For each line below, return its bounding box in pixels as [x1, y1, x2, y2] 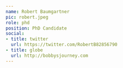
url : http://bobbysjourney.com [11, 53, 89, 59]
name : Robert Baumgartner [5, 8, 70, 15]
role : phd [5, 20, 30, 25]
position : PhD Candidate [5, 25, 67, 31]
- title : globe [5, 47, 43, 53]
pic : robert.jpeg [5, 14, 49, 20]
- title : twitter [5, 36, 49, 42]
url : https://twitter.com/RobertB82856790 [11, 42, 118, 48]
